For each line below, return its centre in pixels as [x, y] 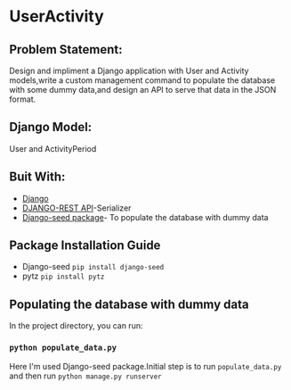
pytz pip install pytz [63, 276]
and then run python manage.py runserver [85, 376]
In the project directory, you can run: [76, 326]
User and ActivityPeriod [53, 148]
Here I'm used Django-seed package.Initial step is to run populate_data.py [145, 366]
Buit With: [37, 177]
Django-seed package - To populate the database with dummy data [145, 217]
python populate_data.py [63, 348]
